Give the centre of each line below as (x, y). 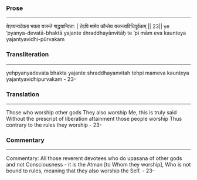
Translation (23, 94)
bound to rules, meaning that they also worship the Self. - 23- (81, 171)
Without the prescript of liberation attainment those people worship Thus (94, 118)
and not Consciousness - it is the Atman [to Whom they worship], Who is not (98, 165)
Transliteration (28, 55)
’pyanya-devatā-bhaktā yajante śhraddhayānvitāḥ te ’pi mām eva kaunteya (96, 33)
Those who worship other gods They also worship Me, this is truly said (91, 112)
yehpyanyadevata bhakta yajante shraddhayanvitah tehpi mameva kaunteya (98, 73)
